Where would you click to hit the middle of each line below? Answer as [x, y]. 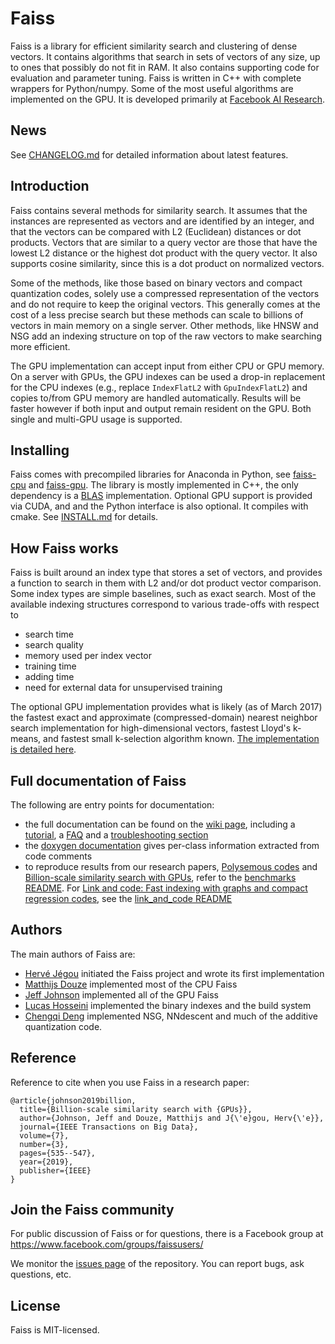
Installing [40, 450]
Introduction [50, 186]
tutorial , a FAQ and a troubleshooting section [116, 835]
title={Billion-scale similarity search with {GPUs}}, [136, 1109]
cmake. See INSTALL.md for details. [84, 517]
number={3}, [44, 1144]
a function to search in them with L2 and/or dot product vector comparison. [166, 583]
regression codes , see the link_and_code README [128, 898]
